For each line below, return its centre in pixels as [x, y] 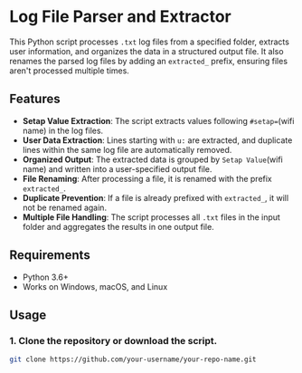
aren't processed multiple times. [69, 71]
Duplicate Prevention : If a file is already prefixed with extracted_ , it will [156, 197]
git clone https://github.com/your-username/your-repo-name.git [133, 359]
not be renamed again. [64, 207]
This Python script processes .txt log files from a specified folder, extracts [149, 42]
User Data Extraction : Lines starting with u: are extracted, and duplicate [157, 140]
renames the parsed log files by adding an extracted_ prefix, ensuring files [148, 61]
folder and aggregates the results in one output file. [118, 226]
